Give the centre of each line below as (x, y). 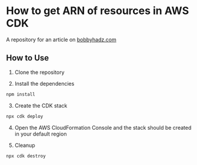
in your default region (41, 134)
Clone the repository (39, 72)
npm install (21, 94)
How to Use (28, 58)
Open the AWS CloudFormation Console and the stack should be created (103, 127)
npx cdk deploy (25, 116)
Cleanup (25, 145)
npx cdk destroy (26, 156)
